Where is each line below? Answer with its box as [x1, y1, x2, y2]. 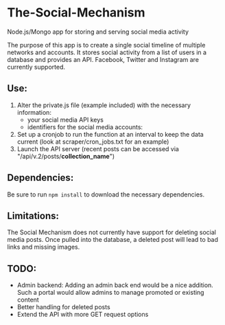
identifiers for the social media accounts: [27, 122, 143, 131]
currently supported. [7, 63, 65, 71]
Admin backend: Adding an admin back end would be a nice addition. [16, 281, 214, 289]
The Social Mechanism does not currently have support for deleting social [7, 228, 216, 236]
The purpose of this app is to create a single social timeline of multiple [7, 41, 206, 49]
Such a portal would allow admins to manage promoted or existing [16, 289, 204, 297]
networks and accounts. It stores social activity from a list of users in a [7, 48, 207, 56]
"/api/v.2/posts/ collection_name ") [16, 152, 115, 160]
